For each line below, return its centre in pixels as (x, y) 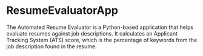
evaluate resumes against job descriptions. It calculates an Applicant (92, 33)
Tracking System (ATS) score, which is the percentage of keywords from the (102, 40)
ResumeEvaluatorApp (62, 11)
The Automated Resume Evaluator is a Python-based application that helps (100, 27)
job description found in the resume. (52, 46)
